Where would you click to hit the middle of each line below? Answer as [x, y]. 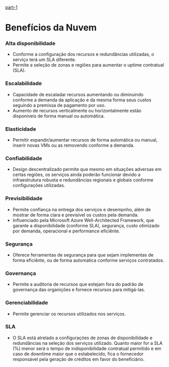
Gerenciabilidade [27, 303]
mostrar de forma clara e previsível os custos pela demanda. [75, 215]
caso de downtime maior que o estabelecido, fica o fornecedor [78, 354]
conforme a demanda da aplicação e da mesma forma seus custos [82, 100]
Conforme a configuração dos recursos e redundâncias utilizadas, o [83, 54]
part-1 [11, 7]
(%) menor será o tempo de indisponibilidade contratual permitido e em [87, 348]
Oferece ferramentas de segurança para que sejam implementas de [83, 255]
